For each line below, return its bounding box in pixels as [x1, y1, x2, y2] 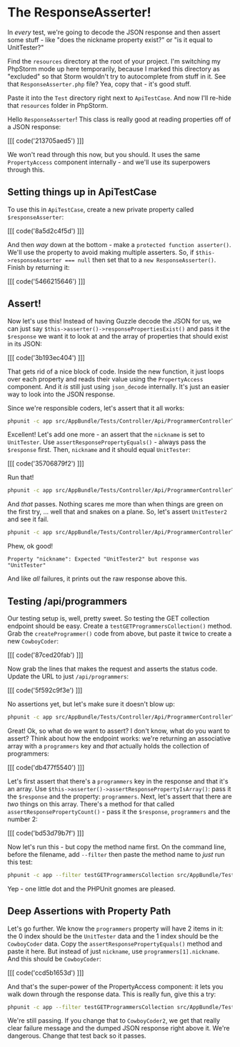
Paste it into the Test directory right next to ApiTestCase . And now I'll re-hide [7, 94, 232, 102]
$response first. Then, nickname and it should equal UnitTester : [7, 446, 191, 454]
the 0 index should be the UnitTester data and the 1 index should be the [7, 931, 219, 940]
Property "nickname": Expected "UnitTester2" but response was [7, 556, 200, 563]
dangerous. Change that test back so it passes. [7, 1031, 146, 1040]
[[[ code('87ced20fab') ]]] [7, 651, 84, 659]
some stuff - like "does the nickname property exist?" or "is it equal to [7, 35, 213, 44]
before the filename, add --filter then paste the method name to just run [7, 850, 225, 858]
